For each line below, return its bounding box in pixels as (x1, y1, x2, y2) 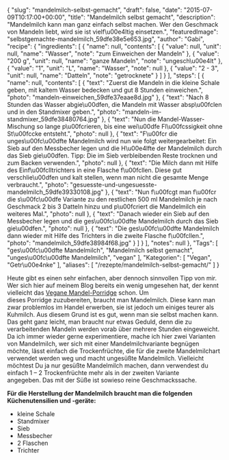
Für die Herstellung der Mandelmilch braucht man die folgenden (7, 389, 193, 397)
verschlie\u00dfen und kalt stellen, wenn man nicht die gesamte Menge (7, 173, 208, 181)
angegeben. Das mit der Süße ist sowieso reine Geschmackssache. (7, 376, 197, 384)
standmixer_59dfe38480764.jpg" (7, 115, 100, 123)
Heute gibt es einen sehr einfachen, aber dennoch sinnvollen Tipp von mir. (7, 274, 217, 282)
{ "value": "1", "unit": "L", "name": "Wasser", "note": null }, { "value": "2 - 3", (7, 64, 219, 72)
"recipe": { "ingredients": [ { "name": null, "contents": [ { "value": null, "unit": (7, 43, 221, 50)
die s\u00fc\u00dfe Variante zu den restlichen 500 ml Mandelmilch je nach (7, 195, 217, 203)
